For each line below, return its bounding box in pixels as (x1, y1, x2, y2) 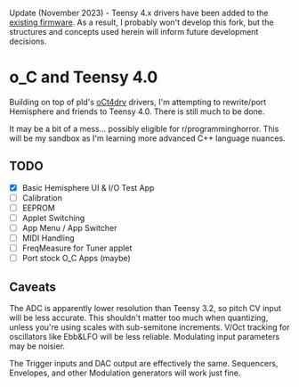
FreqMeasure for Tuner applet (21, 243, 133, 253)
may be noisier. (9, 341, 65, 351)
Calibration (21, 192, 62, 203)
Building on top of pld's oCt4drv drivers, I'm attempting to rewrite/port (9, 96, 267, 107)
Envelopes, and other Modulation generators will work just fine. (9, 367, 241, 378)
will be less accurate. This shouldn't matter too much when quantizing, (9, 312, 269, 324)
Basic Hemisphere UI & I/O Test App (21, 182, 155, 193)
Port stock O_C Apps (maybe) (21, 253, 131, 264)
